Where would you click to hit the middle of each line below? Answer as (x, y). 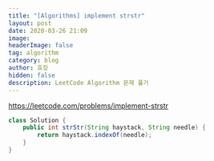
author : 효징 (28, 68)
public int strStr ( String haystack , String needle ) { (114, 128)
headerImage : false (41, 46)
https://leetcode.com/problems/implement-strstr (89, 106)
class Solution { (37, 120)
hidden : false (32, 75)
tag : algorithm (34, 53)
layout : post (30, 23)
